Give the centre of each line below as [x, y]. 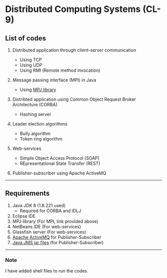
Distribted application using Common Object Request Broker [74, 99]
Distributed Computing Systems [73, 9]
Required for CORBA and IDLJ [50, 211]
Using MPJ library [38, 90]
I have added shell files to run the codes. [47, 271]
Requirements [27, 194]
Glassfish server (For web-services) [49, 232]
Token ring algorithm [41, 139]
